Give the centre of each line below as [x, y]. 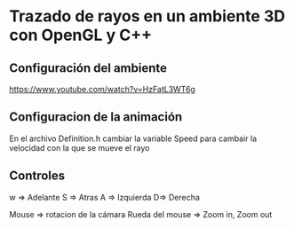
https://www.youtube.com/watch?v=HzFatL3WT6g [102, 89]
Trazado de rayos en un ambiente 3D [147, 16]
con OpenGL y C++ [81, 35]
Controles [37, 176]
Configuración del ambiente [88, 68]
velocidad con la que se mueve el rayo [79, 147]
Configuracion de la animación [96, 117]
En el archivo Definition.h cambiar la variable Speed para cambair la [133, 138]
